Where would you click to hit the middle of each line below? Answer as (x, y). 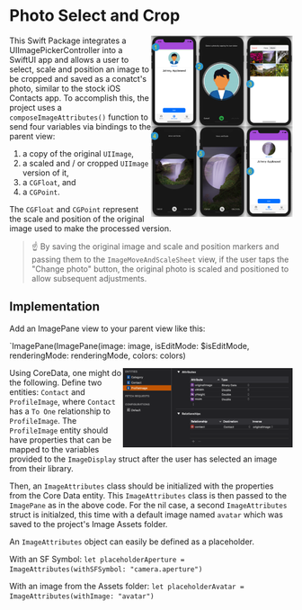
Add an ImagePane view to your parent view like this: (107, 328)
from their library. (41, 468)
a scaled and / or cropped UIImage (85, 163)
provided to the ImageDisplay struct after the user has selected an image (143, 459)
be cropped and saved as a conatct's (78, 78)
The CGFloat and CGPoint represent (74, 209)
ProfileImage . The (43, 420)
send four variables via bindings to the (80, 126)
